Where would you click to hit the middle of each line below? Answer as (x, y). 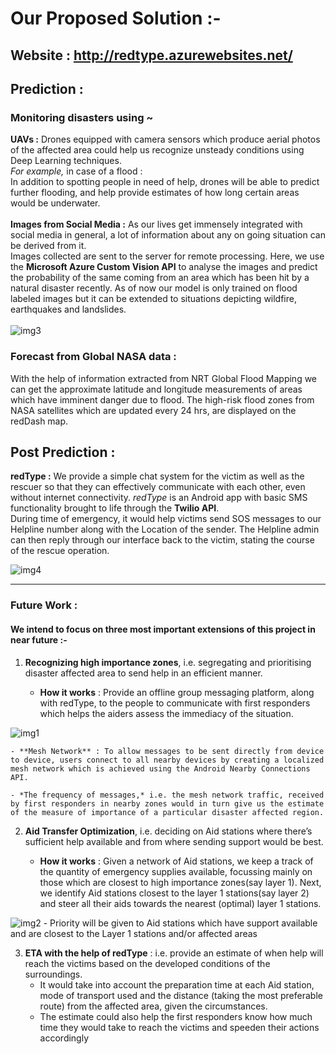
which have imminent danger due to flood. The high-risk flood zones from (162, 399)
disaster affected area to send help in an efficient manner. (143, 673)
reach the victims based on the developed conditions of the (147, 963)
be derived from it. (48, 246)
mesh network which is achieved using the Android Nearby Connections (160, 768)
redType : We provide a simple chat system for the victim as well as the (157, 476)
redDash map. (39, 421)
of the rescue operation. (60, 551)
